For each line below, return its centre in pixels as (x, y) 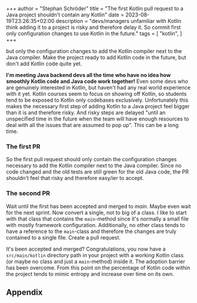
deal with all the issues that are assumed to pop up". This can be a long (92, 125)
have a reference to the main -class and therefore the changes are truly (91, 231)
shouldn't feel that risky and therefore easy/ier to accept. (75, 178)
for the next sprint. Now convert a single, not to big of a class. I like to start (96, 212)
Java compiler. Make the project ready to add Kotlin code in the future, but (96, 57)
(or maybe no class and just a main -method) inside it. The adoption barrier (96, 261)
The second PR (28, 194)
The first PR (23, 146)
